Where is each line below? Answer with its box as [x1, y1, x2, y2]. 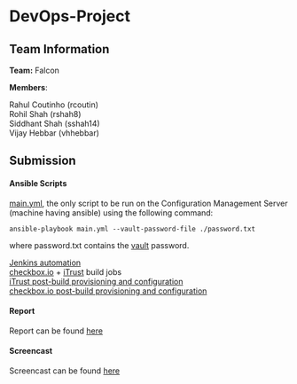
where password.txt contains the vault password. [9, 239, 190, 250]
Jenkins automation [9, 257, 82, 268]
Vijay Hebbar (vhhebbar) [9, 128, 100, 138]
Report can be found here [9, 325, 104, 336]
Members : [9, 82, 48, 92]
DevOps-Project [9, 6, 131, 27]
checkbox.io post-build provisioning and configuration [9, 286, 207, 296]
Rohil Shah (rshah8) [9, 109, 82, 119]
